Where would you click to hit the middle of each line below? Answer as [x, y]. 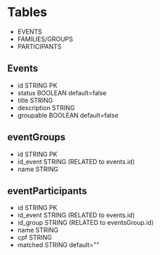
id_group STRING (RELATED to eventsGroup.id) [86, 223]
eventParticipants [47, 191]
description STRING [46, 108]
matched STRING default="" [58, 245]
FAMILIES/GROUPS [45, 39]
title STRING [35, 100]
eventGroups [36, 137]
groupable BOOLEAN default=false [68, 115]
